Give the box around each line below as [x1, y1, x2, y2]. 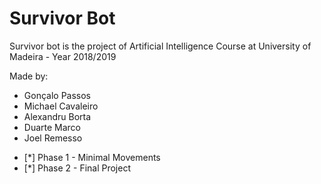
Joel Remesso [23, 132, 83, 144]
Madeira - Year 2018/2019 [9, 50, 117, 62]
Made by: [9, 70, 49, 82]
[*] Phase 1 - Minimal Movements [23, 151, 161, 163]
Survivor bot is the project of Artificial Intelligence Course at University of [9, 40, 312, 52]
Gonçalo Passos [23, 89, 91, 101]
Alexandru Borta [23, 110, 92, 122]
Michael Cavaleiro [23, 100, 99, 112]
